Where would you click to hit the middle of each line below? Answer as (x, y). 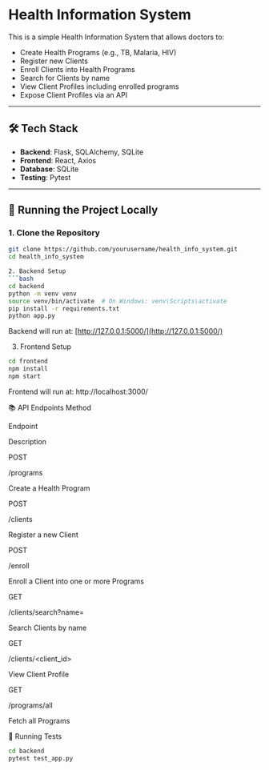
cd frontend (28, 362)
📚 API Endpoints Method (50, 407)
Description (27, 441)
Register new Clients (54, 61)
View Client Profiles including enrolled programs (99, 86)
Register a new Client (43, 535)
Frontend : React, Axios (58, 160)
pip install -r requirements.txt (64, 309)
